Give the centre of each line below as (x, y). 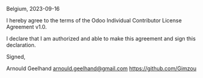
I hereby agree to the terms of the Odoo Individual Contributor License (94, 20)
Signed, (16, 57)
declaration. (21, 45)
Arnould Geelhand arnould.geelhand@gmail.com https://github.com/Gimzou (101, 68)
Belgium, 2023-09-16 (33, 9)
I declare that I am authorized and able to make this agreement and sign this (101, 38)
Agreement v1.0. (27, 27)
